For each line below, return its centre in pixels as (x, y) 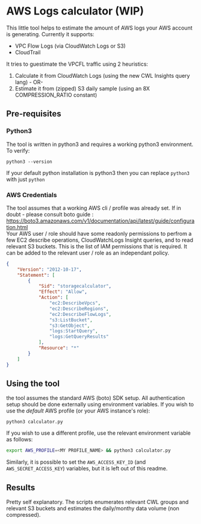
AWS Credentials (32, 195)
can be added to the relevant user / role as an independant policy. (88, 253)
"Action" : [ (53, 298)
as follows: (20, 440)
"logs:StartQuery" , (73, 331)
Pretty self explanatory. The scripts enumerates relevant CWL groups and (97, 502)
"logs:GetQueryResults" (79, 337)
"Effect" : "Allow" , (63, 292)
